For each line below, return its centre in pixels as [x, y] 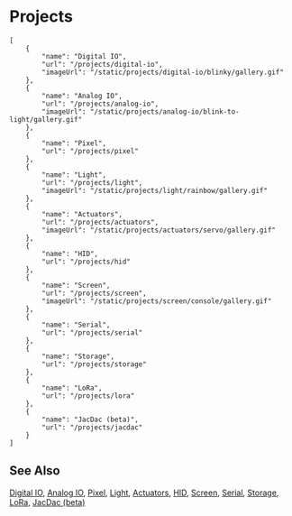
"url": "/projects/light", [92, 182]
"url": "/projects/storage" [94, 364]
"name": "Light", [74, 175]
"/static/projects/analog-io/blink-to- [165, 111]
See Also [35, 471]
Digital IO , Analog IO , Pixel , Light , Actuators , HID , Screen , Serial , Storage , [144, 493]
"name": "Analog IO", [82, 96]
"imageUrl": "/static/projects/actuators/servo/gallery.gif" [159, 230]
